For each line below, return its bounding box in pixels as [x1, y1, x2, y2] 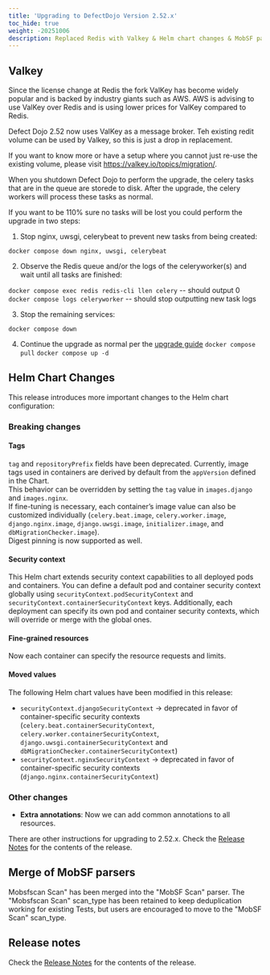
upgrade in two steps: [8, 216, 81, 226]
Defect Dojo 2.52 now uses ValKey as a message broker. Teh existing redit [8, 126, 255, 137]
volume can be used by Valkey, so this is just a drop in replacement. [8, 135, 233, 145]
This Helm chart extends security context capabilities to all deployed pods [8, 572, 254, 582]
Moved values [8, 669, 57, 679]
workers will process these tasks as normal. [8, 192, 153, 202]
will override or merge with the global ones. [8, 615, 153, 624]
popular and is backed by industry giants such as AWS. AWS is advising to [8, 94, 255, 104]
